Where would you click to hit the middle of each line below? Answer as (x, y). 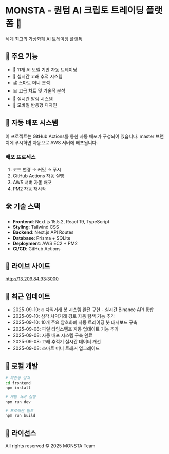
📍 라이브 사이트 (28, 266)
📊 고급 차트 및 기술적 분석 (39, 90)
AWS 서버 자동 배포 (32, 182)
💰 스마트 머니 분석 (31, 82)
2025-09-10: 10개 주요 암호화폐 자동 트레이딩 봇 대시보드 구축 (75, 322)
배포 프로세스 (21, 157)
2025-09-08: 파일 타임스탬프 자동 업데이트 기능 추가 (66, 329)
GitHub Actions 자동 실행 (38, 176)
